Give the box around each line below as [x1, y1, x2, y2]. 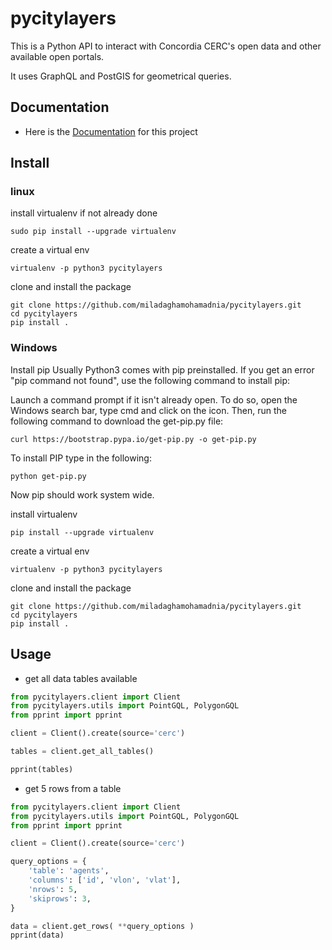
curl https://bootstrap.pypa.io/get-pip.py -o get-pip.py [10, 434, 257, 444]
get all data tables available [24, 672, 138, 684]
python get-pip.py [10, 471, 87, 481]
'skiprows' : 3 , [28, 893, 92, 904]
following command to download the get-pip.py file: [10, 415, 224, 427]
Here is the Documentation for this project [24, 125, 198, 137]
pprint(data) [10, 930, 65, 941]
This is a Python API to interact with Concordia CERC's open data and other [10, 40, 322, 52]
